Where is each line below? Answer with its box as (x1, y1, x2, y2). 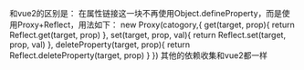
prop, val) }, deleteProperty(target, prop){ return (9, 39, 190, 50)
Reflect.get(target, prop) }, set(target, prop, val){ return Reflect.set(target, (9, 30, 286, 40)
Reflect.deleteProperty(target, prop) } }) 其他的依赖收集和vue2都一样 (9, 50, 267, 61)
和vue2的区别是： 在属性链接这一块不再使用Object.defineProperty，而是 (9, 8, 283, 18)
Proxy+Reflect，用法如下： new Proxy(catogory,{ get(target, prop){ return (16, 19, 295, 30)
